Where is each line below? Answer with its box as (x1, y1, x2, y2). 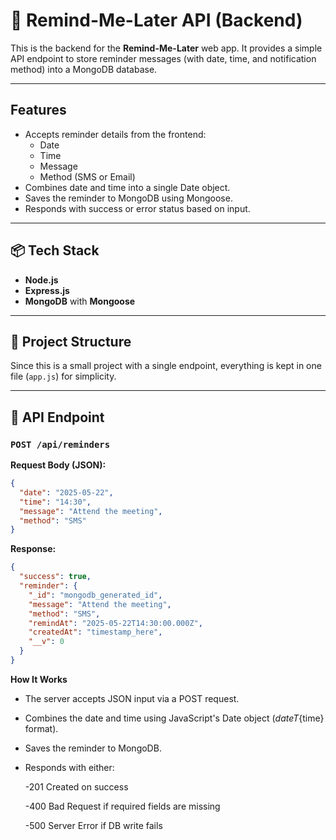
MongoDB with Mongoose (24, 295, 136, 307)
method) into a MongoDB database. (10, 63, 158, 75)
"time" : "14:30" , (19, 497, 92, 507)
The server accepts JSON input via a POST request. (24, 692, 240, 704)
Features (10, 102, 67, 119)
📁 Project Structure (10, 333, 132, 350)
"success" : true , (19, 572, 92, 582)
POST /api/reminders (10, 439, 111, 450)
